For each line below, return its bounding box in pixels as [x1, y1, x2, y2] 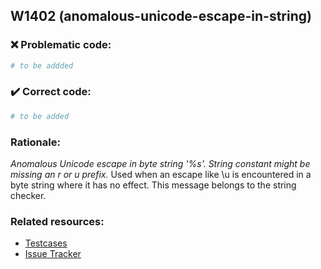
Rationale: [10, 135, 61, 149]
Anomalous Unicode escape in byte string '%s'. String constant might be [10, 158, 311, 170]
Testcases [24, 237, 68, 249]
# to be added [10, 111, 70, 121]
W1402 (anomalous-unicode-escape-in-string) [10, 8, 312, 25]
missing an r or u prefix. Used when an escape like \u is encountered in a [10, 169, 312, 181]
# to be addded [10, 60, 74, 71]
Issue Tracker [24, 248, 82, 260]
